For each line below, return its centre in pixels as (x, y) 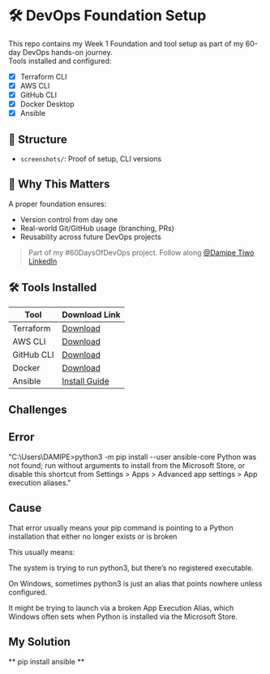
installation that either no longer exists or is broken (93, 536)
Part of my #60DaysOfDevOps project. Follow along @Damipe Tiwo (141, 252)
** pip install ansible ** (47, 661)
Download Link (91, 315)
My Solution (40, 642)
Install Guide (86, 380)
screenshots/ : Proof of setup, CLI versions (91, 159)
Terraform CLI (43, 76)
